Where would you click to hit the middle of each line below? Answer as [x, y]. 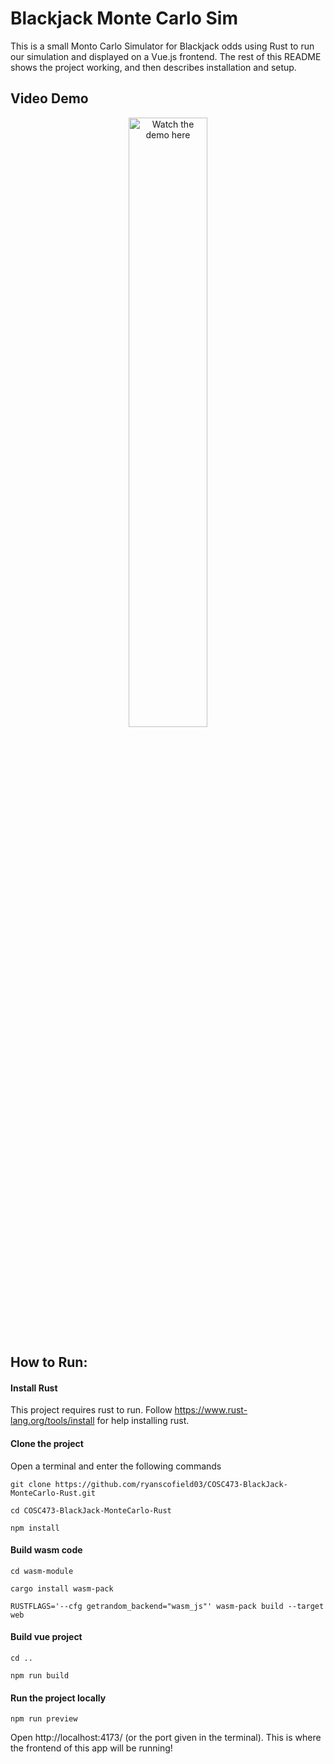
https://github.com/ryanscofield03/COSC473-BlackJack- [171, 1484]
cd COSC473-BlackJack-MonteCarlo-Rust [91, 1510]
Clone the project [47, 1443]
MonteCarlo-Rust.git [53, 1493]
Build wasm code [46, 1550]
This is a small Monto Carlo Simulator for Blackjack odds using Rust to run [162, 46]
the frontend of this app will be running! [91, 1748]
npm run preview [44, 1719]
